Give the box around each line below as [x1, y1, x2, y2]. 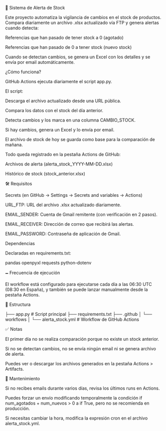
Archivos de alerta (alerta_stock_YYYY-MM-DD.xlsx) [5, 161, 113, 167]
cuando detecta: [5, 25, 39, 31]
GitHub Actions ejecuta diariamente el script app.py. [5, 79, 112, 84]
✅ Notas [5, 326, 22, 332]
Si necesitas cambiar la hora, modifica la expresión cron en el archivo [5, 415, 148, 421]
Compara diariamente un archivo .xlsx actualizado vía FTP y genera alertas [5, 20, 160, 25]
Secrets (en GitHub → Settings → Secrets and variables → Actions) [5, 192, 143, 198]
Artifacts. [5, 366, 24, 372]
